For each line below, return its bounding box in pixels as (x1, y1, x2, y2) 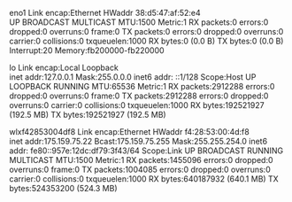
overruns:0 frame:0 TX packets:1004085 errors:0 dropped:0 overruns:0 (9, 164, 272, 175)
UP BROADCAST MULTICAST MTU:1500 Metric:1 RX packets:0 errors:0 (9, 17, 269, 27)
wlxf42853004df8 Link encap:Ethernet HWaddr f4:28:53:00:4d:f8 (9, 127, 250, 136)
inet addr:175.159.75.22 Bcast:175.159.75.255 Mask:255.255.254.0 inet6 (9, 136, 268, 146)
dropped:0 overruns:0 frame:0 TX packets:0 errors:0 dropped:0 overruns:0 (9, 27, 284, 36)
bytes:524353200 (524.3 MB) (9, 183, 118, 193)
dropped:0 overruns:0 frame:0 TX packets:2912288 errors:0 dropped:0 (9, 90, 269, 101)
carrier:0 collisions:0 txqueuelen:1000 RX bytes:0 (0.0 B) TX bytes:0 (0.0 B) (9, 35, 284, 46)
